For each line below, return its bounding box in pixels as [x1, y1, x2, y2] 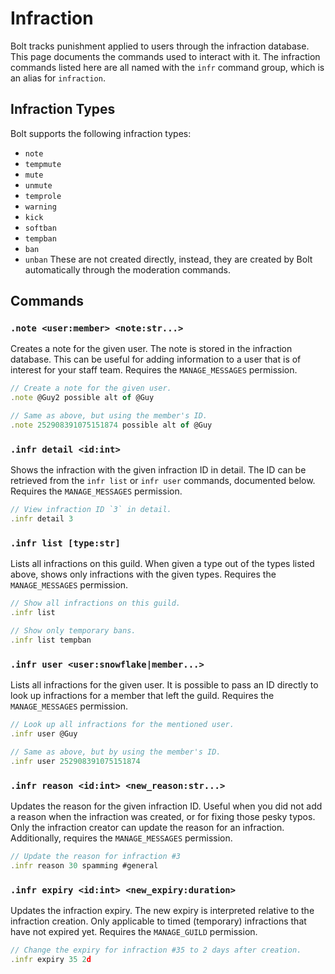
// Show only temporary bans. [10, 626, 137, 636]
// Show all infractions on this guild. [10, 598, 182, 609]
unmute [24, 180, 53, 191]
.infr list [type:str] [10, 537, 121, 549]
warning [24, 202, 57, 212]
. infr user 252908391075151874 [10, 756, 141, 766]
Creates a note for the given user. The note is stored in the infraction [10, 343, 293, 355]
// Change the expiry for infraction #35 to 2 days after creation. [10, 945, 302, 955]
